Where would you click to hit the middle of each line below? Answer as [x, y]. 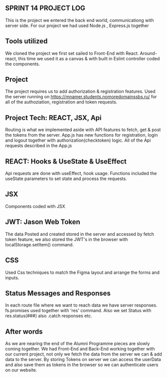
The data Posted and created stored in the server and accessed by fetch [80, 234]
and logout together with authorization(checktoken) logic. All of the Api [78, 140]
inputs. [12, 278]
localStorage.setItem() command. [39, 244]
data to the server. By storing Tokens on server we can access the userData [83, 360]
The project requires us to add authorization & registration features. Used [80, 91]
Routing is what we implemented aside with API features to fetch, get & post [83, 130]
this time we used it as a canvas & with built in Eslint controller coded [89, 58]
